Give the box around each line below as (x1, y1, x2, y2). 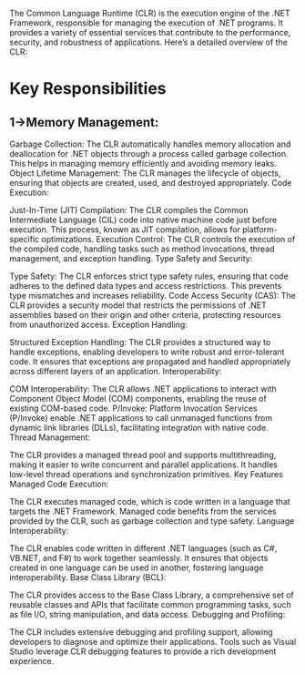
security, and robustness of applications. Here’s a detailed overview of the (9, 36, 289, 47)
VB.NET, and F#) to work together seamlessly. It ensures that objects (9, 553, 269, 563)
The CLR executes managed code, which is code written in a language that (9, 496, 291, 506)
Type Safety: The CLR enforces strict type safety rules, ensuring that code (9, 271, 289, 281)
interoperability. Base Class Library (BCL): (9, 572, 167, 582)
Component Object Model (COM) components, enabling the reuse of (9, 394, 267, 404)
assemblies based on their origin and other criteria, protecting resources (9, 310, 281, 320)
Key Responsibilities (9, 78, 167, 99)
